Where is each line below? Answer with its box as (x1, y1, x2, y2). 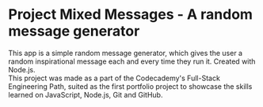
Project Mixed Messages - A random (8, 6, 253, 24)
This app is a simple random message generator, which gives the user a (8, 48, 243, 57)
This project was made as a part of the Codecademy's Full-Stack (8, 73, 220, 83)
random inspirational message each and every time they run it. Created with (8, 57, 256, 66)
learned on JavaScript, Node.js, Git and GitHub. (8, 90, 163, 99)
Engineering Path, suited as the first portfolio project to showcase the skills (8, 81, 253, 91)
